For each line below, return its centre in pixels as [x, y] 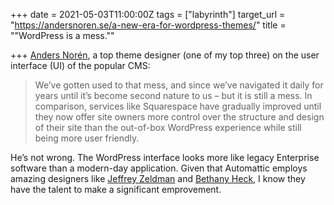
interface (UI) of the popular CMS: [80, 65]
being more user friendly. [87, 138]
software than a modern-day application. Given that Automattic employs [159, 168]
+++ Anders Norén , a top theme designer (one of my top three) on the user [165, 55]
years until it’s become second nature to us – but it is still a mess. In [173, 95]
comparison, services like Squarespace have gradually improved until [178, 106]
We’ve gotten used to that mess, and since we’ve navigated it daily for [179, 85]
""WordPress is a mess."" [62, 35]
